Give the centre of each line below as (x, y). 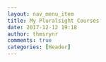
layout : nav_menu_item (41, 14)
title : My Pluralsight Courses (53, 21)
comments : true (30, 41)
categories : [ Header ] (39, 47)
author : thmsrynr (33, 34)
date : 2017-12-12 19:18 (42, 27)
